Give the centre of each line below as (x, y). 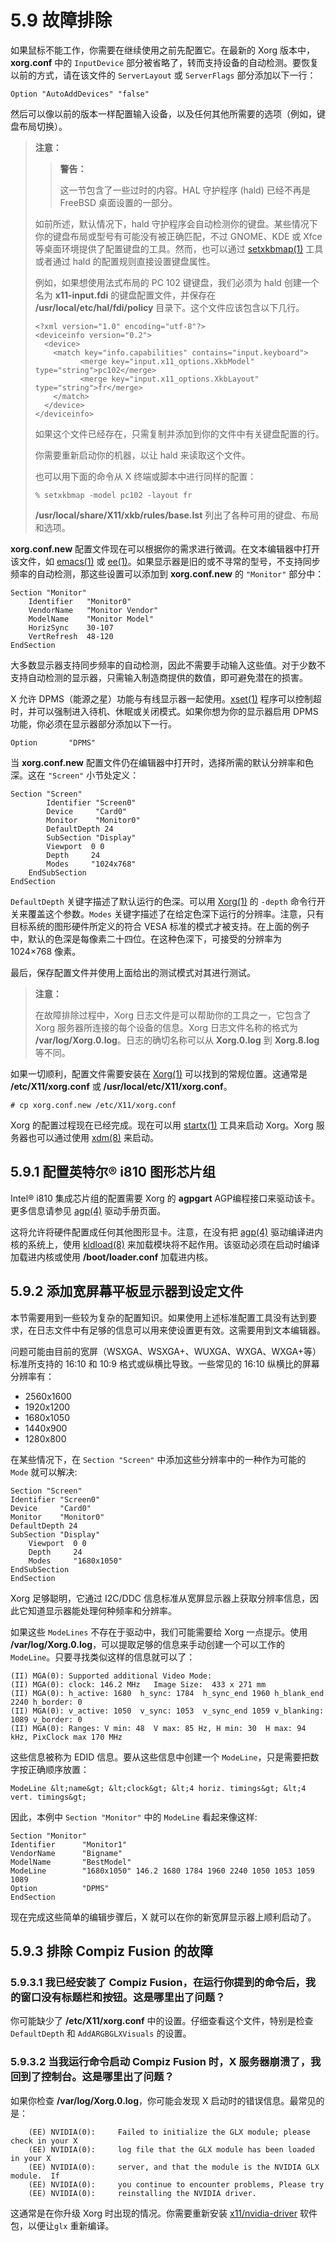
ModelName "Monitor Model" (91, 619)
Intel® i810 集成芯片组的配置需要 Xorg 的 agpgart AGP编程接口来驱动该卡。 (165, 1198)
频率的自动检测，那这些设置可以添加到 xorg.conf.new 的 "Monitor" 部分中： (167, 573)
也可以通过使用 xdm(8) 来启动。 (93, 1137)
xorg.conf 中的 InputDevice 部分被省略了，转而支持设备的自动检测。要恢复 (164, 62)
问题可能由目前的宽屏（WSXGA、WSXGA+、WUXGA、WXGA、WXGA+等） (166, 1351)
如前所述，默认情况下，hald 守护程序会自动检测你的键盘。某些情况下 (176, 223)
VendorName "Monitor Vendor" (93, 610)
